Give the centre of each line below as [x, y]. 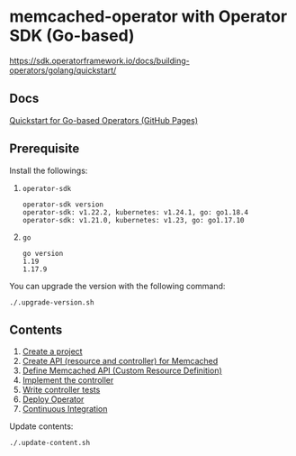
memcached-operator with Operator [148, 17]
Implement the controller [68, 380]
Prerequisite [45, 149]
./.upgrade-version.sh [52, 302]
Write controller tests [61, 390]
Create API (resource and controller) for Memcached [120, 361]
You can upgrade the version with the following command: [117, 286]
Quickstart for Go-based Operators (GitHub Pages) [104, 120]
